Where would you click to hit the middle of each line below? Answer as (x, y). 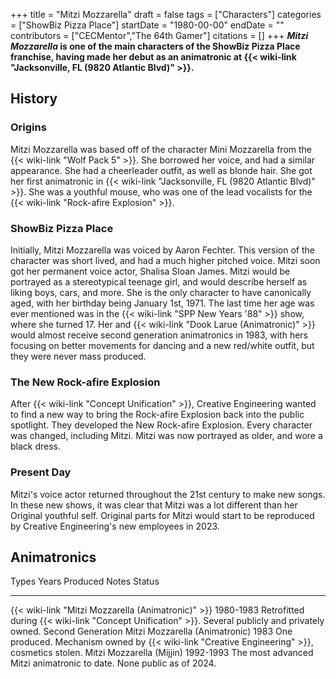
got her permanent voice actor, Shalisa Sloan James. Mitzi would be (150, 271)
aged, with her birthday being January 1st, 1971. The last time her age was (162, 303)
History (34, 99)
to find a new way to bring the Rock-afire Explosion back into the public (157, 415)
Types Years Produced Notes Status (85, 581)
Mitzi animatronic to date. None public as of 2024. (113, 663)
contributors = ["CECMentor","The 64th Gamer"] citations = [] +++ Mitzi (159, 35)
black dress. (36, 446)
